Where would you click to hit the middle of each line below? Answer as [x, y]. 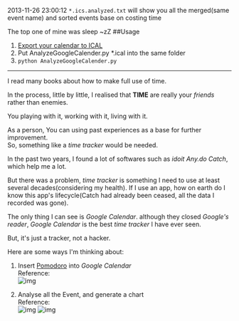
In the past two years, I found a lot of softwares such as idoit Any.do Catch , [118, 159]
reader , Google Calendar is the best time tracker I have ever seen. [104, 224]
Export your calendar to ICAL [60, 45]
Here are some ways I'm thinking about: [66, 252]
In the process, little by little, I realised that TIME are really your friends [111, 95]
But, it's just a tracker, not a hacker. [59, 238]
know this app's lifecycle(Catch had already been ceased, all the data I [111, 195]
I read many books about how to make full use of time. [87, 81]
